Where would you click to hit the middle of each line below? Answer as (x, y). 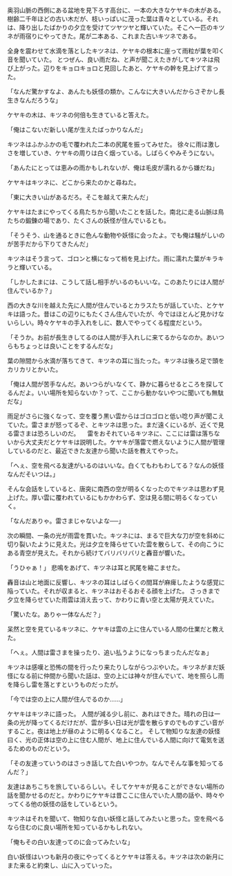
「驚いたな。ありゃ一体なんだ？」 (56, 614)
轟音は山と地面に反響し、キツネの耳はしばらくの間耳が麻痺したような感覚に (116, 582)
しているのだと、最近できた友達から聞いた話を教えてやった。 (95, 451)
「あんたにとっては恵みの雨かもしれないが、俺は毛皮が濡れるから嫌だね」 (113, 168)
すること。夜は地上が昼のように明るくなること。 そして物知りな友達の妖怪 (114, 731)
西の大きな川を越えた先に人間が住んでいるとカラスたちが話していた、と (110, 305)
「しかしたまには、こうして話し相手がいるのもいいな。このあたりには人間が (116, 282)
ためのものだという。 (43, 749)
